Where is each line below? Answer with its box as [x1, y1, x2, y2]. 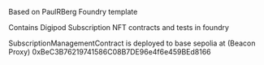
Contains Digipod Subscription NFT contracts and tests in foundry [8, 23, 230, 32]
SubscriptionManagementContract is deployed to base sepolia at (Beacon [8, 38, 256, 48]
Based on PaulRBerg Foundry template [8, 7, 138, 16]
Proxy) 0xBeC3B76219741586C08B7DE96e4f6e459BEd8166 [8, 47, 211, 56]
